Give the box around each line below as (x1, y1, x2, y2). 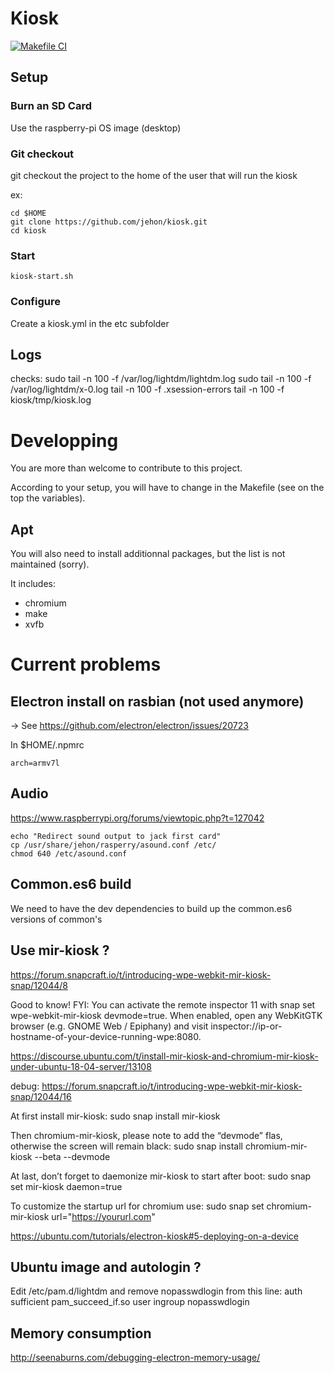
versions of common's (10, 913, 103, 925)
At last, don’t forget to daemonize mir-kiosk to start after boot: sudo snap (10, 1170, 312, 1182)
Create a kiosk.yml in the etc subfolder (10, 317, 170, 329)
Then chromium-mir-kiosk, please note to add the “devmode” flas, (10, 1129, 283, 1141)
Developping (10, 429, 119, 452)
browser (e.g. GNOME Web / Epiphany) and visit (10, 1020, 209, 1032)
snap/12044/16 (10, 1090, 72, 1102)
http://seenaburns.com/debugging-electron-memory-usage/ (10, 1352, 261, 1364)
